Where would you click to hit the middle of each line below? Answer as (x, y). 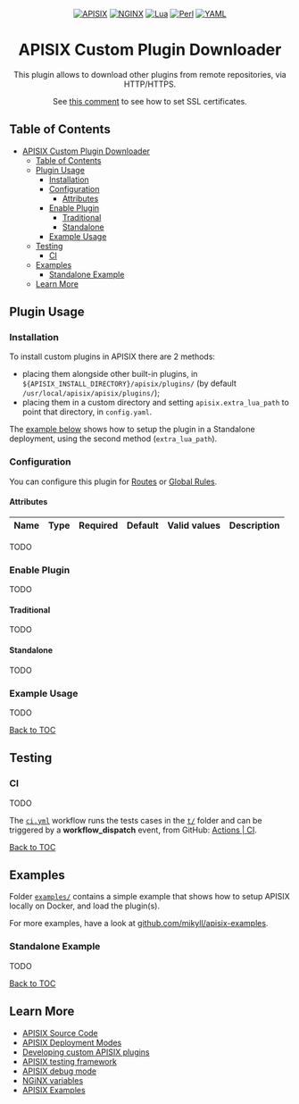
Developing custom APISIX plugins (86, 1052)
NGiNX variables (53, 1080)
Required (99, 525)
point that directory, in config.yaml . (87, 412)
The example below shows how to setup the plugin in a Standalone (133, 430)
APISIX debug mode (59, 1071)
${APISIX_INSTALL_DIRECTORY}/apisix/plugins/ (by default (129, 383)
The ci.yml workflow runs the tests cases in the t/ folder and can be (136, 820)
